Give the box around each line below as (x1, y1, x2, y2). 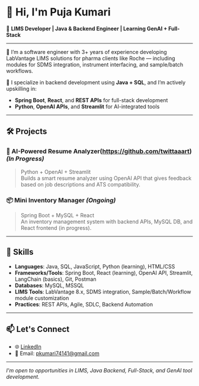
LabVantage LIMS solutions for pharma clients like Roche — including (6, 55, 176, 62)
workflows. (6, 67, 34, 74)
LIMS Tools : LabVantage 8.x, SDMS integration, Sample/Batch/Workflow (14, 288, 191, 295)
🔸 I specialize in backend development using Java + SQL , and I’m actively (6, 78, 186, 86)
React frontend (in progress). (20, 224, 92, 231)
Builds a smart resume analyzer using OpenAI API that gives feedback (20, 175, 192, 182)
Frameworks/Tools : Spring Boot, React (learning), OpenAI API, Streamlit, (14, 269, 193, 276)
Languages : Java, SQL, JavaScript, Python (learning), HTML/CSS (14, 262, 175, 270)
